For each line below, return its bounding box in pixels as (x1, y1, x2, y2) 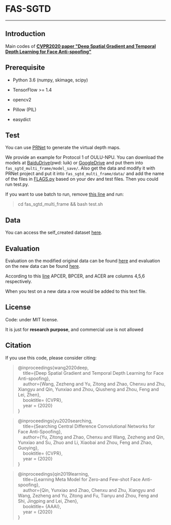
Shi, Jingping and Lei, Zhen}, (17, 498, 79, 504)
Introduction (5, 30, 46, 38)
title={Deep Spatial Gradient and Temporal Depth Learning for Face (22, 370, 164, 376)
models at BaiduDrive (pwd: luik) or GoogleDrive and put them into (5, 160, 144, 166)
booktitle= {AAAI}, (22, 503, 62, 509)
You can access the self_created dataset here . (5, 230, 103, 236)
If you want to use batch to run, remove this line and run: (5, 191, 124, 198)
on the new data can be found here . (5, 263, 80, 269)
